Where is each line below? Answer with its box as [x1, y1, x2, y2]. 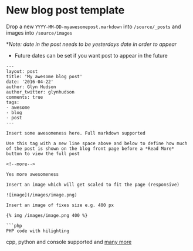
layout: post [6, 68, 38, 74]
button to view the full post [6, 150, 80, 156]
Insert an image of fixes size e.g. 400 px [6, 202, 114, 208]
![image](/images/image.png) [6, 192, 77, 198]
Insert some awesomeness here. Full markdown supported [6, 130, 145, 136]
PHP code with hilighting [6, 227, 69, 234]
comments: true [6, 94, 43, 100]
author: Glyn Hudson [6, 83, 57, 90]
